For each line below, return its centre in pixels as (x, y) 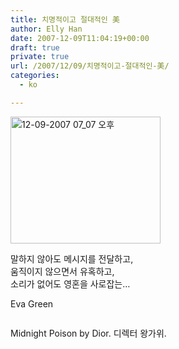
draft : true (35, 47)
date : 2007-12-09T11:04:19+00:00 (80, 38)
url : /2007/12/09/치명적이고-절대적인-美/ (90, 66)
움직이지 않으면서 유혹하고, (62, 271)
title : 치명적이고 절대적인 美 (65, 19)
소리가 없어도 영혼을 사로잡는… (70, 283)
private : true (40, 57)
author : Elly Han (46, 29)
